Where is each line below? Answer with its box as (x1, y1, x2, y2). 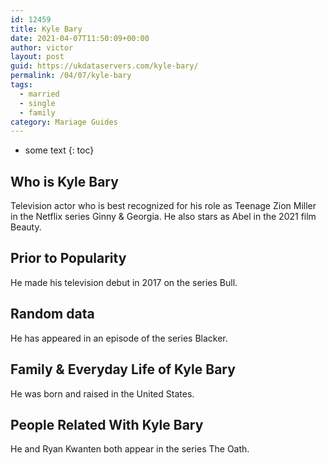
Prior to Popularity (10, 250, 127, 267)
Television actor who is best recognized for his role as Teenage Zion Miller (10, 200, 317, 212)
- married (19, 89, 60, 99)
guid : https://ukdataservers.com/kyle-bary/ (10, 61, 199, 71)
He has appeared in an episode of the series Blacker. (10, 332, 228, 344)
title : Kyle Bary (10, 24, 83, 34)
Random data (10, 306, 95, 323)
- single (19, 98, 56, 108)
